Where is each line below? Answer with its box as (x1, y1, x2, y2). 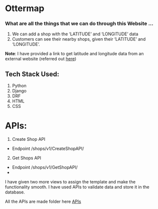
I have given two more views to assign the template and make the (5, 179, 136, 185)
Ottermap (5, 3, 45, 14)
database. (5, 189, 25, 195)
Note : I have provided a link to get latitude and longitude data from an (5, 51, 144, 57)
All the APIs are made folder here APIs (5, 199, 81, 205)
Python (12, 83, 27, 89)
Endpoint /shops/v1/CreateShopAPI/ (12, 146, 84, 151)
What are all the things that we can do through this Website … (5, 20, 154, 27)
